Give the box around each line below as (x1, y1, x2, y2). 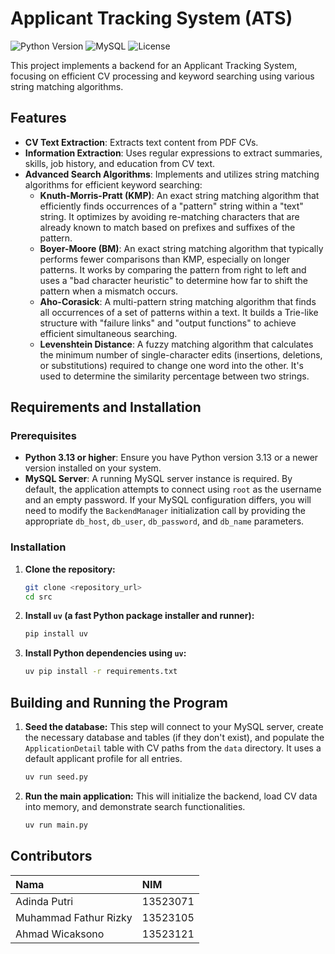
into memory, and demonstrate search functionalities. (24, 800, 246, 812)
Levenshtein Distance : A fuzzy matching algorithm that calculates (39, 338, 314, 350)
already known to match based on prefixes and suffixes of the (39, 221, 296, 233)
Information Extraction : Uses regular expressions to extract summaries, (24, 147, 323, 159)
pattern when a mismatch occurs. (39, 285, 179, 297)
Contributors (10, 848, 93, 865)
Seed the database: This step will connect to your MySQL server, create (24, 721, 324, 733)
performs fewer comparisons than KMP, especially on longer (39, 253, 290, 265)
